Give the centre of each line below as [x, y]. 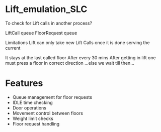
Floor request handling [36, 123]
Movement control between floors [48, 113]
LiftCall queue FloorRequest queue [41, 33]
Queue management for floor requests [52, 97]
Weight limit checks [33, 118]
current [13, 48]
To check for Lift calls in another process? [49, 23]
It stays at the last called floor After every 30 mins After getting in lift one [80, 57]
